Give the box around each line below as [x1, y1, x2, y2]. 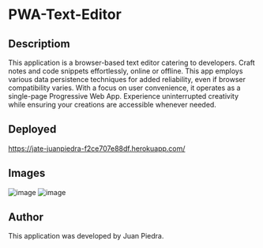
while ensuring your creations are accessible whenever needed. [8, 100, 217, 109]
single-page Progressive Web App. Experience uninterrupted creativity [8, 92, 239, 100]
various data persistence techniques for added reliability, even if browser [8, 75, 246, 84]
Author [8, 211, 43, 224]
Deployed [8, 122, 57, 136]
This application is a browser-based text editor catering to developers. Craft [8, 58, 255, 67]
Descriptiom [8, 37, 70, 51]
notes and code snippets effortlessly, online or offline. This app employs [8, 66, 243, 76]
